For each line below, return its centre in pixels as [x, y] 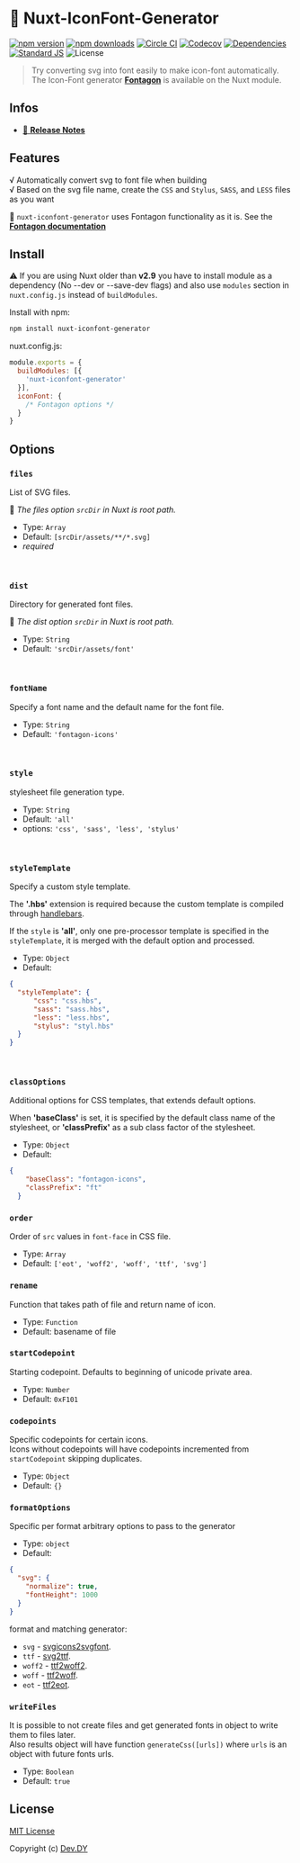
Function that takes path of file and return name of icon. [112, 1304]
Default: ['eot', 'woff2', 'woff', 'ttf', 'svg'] [115, 1264]
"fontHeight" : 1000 [62, 1595]
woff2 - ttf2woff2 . [55, 1665]
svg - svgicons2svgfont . [66, 1646]
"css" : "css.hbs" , [67, 1001]
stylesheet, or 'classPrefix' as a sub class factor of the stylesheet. [132, 1128]
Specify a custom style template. [70, 886]
